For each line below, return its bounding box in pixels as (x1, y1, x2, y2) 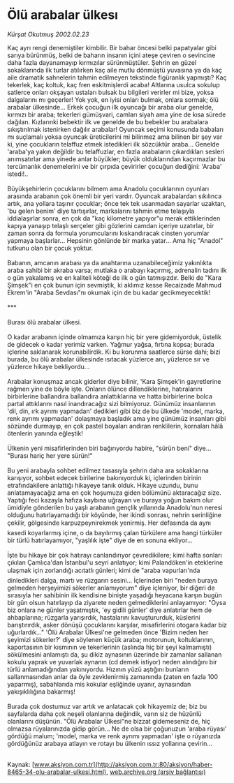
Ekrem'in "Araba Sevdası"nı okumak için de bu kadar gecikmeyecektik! (7, 288, 211, 297)
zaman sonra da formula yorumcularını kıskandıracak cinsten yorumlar (7, 229, 210, 237)
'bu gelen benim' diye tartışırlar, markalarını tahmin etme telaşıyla (7, 207, 195, 215)
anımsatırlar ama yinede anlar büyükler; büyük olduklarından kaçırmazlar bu (7, 154, 226, 163)
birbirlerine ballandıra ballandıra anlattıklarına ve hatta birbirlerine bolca (7, 391, 213, 401)
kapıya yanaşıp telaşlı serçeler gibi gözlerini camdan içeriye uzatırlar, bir (7, 221, 214, 230)
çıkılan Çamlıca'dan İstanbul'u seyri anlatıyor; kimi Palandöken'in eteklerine (7, 558, 224, 567)
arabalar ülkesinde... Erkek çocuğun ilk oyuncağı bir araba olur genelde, (7, 103, 214, 111)
